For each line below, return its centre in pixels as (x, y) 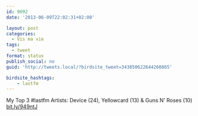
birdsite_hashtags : (31, 78)
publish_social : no (31, 61)
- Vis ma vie (28, 39)
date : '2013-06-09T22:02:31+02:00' (51, 17)
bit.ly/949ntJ (22, 107)
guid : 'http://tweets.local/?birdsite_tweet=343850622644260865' (89, 67)
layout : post (22, 28)
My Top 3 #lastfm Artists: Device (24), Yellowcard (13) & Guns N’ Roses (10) (99, 100)
